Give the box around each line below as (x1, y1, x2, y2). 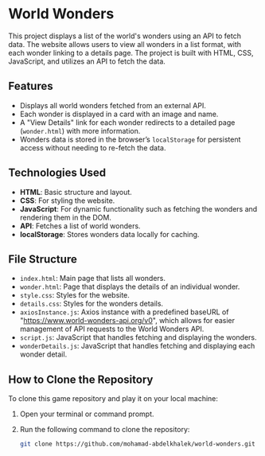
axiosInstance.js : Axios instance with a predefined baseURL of (19, 307, 229, 317)
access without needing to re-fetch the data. (19, 142, 166, 152)
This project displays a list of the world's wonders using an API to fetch (8, 31, 241, 41)
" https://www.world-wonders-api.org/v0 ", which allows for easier (19, 316, 236, 325)
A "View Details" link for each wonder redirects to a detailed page (19, 117, 236, 127)
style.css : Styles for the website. (19, 290, 130, 300)
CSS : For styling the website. (19, 196, 115, 205)
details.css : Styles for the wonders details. (19, 299, 164, 309)
